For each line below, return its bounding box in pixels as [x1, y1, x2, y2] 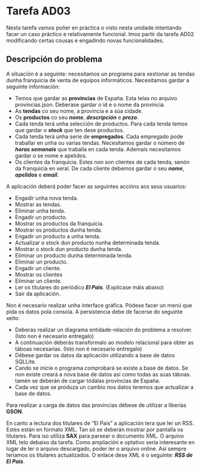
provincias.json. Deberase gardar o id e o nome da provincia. [14, 101, 166, 108]
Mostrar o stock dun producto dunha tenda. [14, 245, 123, 253]
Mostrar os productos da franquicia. [14, 220, 104, 227]
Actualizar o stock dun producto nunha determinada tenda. [14, 239, 160, 246]
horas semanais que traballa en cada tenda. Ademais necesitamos [14, 145, 181, 152]
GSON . [6, 408, 24, 415]
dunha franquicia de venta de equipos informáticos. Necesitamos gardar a [6, 76, 190, 83]
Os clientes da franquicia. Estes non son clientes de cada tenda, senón [14, 158, 190, 166]
